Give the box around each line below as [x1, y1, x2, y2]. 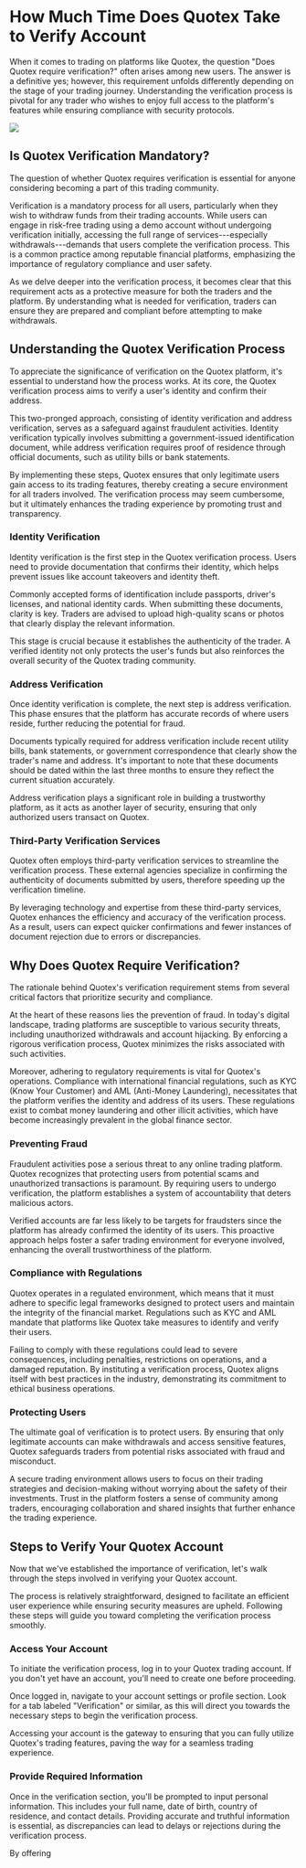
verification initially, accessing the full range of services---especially [9, 229, 268, 240]
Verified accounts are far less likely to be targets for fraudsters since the [9, 1214, 282, 1226]
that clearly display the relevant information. [9, 617, 175, 628]
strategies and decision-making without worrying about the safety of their [9, 1483, 288, 1494]
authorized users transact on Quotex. [9, 812, 150, 823]
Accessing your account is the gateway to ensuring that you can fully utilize [9, 1728, 294, 1739]
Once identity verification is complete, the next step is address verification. [9, 699, 292, 710]
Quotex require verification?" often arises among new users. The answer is [9, 66, 291, 77]
